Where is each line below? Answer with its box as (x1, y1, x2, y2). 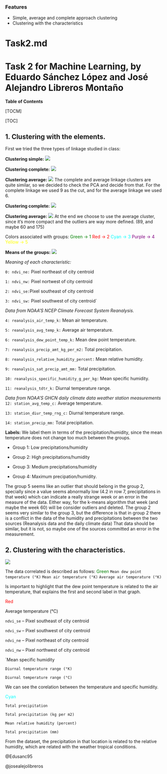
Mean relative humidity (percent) (5, 721, 77, 726)
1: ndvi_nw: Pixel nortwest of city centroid (5, 279, 93, 285)
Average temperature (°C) (5, 608, 58, 614)
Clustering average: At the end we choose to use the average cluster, (5, 213, 156, 219)
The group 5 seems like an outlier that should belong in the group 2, (5, 483, 145, 489)
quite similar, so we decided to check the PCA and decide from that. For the (5, 182, 161, 188)
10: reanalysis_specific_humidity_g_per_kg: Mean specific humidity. (5, 376, 150, 382)
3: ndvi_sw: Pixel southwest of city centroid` (5, 298, 97, 304)
